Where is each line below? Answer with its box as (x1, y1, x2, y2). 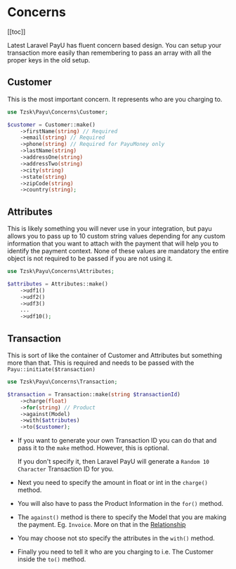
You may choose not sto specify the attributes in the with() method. (17, 534, 216, 542)
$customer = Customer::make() (7, 121, 96, 128)
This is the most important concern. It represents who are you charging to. (7, 95, 223, 103)
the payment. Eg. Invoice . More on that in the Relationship (17, 521, 186, 529)
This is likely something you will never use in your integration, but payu (7, 225, 212, 233)
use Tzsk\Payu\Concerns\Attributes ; (7, 268, 114, 275)
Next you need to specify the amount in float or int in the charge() (17, 478, 209, 487)
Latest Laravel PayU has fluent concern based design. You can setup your (7, 41, 222, 49)
